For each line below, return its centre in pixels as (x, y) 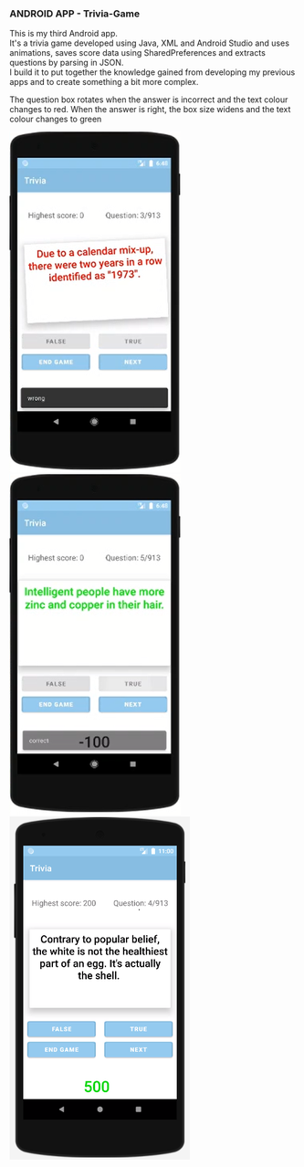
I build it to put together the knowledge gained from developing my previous (152, 72)
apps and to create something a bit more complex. (104, 82)
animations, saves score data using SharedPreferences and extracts (138, 53)
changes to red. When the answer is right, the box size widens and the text (150, 110)
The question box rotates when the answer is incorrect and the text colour (149, 100)
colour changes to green (56, 119)
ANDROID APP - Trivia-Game (74, 14)
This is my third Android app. (64, 34)
